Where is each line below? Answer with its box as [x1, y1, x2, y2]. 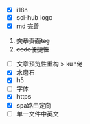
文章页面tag [16, 37, 50, 45]
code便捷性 [16, 45, 49, 53]
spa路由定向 [16, 101, 52, 109]
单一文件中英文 [16, 110, 59, 118]
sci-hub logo [16, 14, 53, 22]
